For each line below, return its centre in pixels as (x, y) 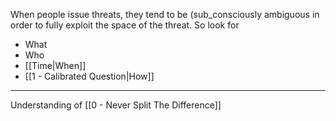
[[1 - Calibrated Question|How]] (89, 76)
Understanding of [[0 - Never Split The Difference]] (116, 105)
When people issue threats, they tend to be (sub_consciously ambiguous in (165, 14)
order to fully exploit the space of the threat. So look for (125, 25)
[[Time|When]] (55, 65)
